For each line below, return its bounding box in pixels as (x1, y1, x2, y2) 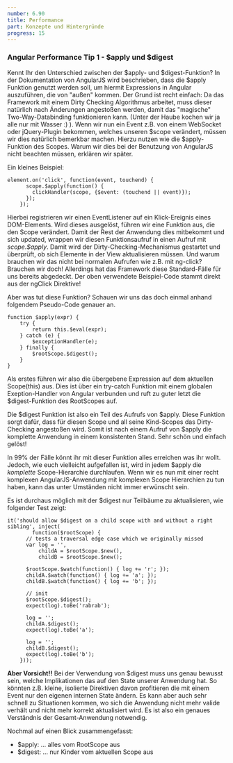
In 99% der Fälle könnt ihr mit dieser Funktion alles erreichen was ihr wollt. (7, 453, 221, 461)
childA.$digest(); (25, 620, 79, 627)
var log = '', (25, 541, 67, 548)
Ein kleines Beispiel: (7, 163, 65, 171)
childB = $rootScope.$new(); (38, 553, 123, 560)
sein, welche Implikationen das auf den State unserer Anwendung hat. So (7, 676, 218, 684)
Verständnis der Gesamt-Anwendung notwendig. (7, 713, 147, 721)
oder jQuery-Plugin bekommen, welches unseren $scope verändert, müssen (7, 127, 227, 136)
